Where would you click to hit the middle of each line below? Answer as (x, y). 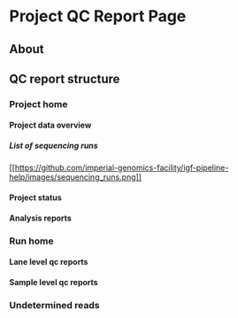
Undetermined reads (54, 305)
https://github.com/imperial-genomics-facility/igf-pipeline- (122, 168)
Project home (38, 104)
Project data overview (50, 125)
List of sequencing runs (54, 146)
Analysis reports (41, 218)
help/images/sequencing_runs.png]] (75, 177)
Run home (31, 241)
